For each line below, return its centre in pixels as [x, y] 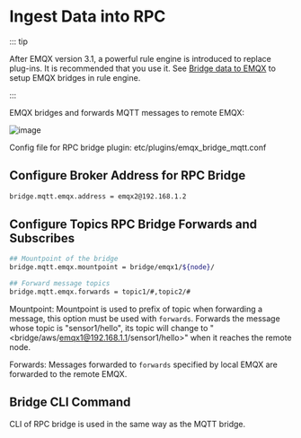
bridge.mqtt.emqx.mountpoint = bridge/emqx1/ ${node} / [112, 267]
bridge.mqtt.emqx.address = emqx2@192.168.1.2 [98, 196]
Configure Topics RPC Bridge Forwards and [133, 225]
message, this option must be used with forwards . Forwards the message [145, 318]
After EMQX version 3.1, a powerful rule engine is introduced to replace [141, 58]
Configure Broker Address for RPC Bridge [128, 175]
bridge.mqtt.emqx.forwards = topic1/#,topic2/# [100, 292]
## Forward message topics [60, 284]
